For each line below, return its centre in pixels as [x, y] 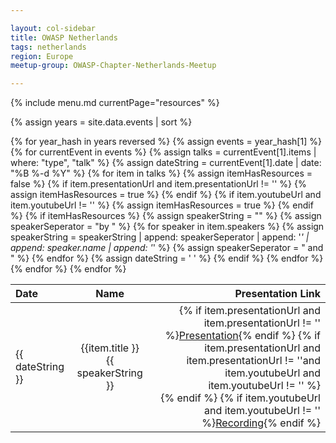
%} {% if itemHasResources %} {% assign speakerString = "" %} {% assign [166, 216]
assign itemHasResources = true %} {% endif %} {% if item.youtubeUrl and [166, 195]
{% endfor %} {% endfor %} [68, 269]
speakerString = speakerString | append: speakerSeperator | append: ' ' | [160, 237]
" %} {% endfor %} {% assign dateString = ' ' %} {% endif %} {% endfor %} [167, 258]
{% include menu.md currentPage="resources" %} [115, 103]
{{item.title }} [110, 348]
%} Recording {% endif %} [261, 423]
